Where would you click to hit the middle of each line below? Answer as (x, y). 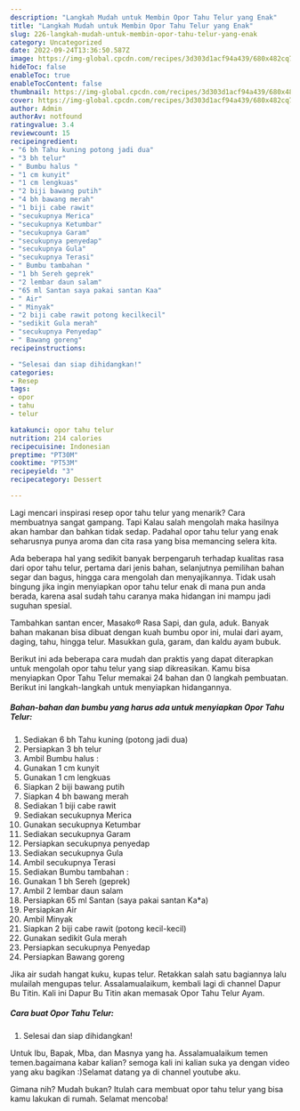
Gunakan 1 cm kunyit (61, 768)
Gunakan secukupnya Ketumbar (82, 825)
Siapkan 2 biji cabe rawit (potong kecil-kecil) (105, 928)
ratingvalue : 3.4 (42, 125)
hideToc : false (38, 68)
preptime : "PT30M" (44, 455)
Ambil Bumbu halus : (61, 758)
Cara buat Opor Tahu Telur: (62, 1013)
